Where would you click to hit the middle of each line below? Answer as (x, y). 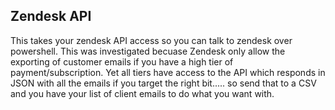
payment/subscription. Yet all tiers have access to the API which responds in (168, 72)
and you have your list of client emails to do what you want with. (142, 93)
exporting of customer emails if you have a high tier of (122, 61)
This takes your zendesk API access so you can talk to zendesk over (151, 40)
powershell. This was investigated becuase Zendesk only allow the (148, 51)
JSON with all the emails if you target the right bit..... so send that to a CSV (163, 83)
